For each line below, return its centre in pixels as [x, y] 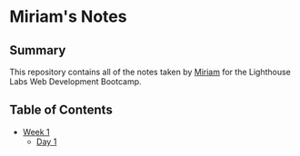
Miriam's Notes [68, 17]
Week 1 [36, 132]
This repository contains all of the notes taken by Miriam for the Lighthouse [150, 72]
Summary [38, 50]
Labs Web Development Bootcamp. [76, 82]
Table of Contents [61, 110]
